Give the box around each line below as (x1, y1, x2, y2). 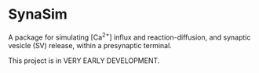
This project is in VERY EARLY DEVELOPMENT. (8, 56, 160, 65)
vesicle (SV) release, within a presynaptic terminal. (8, 40, 173, 50)
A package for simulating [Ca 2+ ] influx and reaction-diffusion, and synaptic (8, 31, 251, 42)
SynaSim (8, 5, 68, 23)
